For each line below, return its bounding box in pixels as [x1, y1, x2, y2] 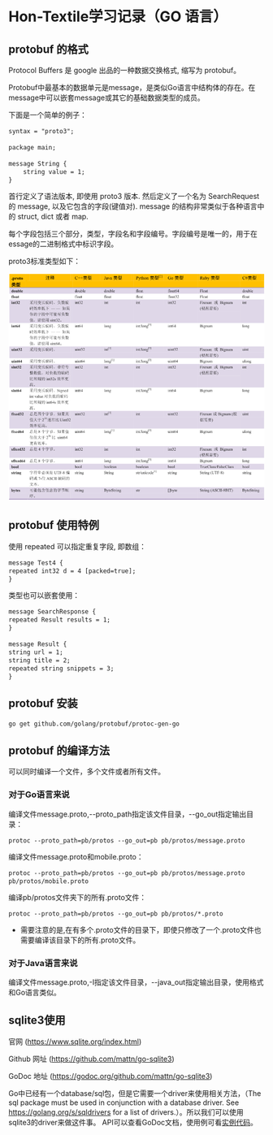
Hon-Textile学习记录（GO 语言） [8, 7, 228, 26]
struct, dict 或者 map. [17, 212, 89, 221]
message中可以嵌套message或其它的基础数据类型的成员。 [8, 93, 205, 102]
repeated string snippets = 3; [8, 664, 115, 673]
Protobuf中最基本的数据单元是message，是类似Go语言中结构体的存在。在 [8, 83, 256, 92]
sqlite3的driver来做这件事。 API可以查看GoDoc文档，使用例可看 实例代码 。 [8, 1117, 258, 1127]
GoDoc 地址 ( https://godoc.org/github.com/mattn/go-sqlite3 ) [8, 1071, 213, 1081]
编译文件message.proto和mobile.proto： [8, 851, 144, 861]
